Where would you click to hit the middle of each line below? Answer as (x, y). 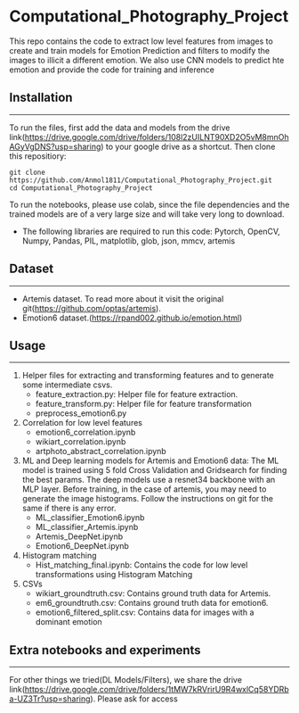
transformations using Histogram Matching (114, 575)
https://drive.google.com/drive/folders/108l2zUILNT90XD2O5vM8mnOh (157, 137)
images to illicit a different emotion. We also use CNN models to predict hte (147, 60)
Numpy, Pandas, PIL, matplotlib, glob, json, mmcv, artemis (129, 240)
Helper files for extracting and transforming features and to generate (148, 376)
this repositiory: (38, 156)
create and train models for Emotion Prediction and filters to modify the (139, 50)
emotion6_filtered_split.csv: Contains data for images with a (145, 612)
